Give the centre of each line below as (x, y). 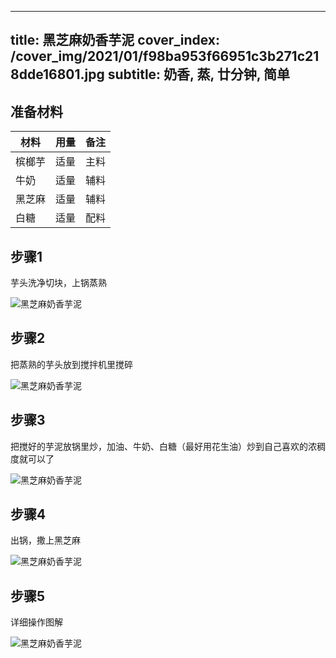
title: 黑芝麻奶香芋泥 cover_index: (115, 40)
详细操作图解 (36, 622)
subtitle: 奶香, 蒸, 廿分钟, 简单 (199, 74)
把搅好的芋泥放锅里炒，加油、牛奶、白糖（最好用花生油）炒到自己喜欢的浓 (163, 446)
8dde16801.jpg (57, 74)
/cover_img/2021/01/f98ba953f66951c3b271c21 (165, 56)
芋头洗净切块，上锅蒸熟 (58, 283)
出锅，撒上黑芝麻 (45, 540)
